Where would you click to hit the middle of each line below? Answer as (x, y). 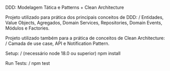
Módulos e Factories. (28, 28)
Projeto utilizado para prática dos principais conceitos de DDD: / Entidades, (84, 17)
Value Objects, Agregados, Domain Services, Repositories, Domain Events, (84, 23)
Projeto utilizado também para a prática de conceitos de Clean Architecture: (85, 38)
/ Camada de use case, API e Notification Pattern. (57, 43)
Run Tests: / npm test (28, 63)
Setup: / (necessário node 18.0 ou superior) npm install (63, 53)
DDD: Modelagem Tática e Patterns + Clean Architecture (65, 7)
